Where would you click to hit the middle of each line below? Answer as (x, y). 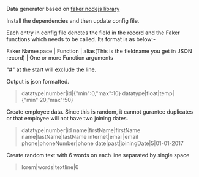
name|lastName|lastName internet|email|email (80, 137)
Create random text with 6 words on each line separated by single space (98, 155)
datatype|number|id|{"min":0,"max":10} (71, 93)
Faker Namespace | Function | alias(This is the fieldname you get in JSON (99, 51)
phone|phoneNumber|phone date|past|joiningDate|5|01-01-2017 (102, 143)
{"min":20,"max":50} (47, 100)
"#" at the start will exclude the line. (51, 69)
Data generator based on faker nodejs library (63, 9)
